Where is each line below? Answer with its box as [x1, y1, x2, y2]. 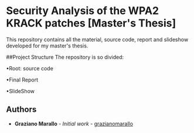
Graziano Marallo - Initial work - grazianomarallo [14, 120, 134, 127]
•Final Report [6, 76, 38, 83]
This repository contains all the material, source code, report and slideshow [6, 36, 189, 43]
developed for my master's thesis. [6, 42, 89, 49]
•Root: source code [6, 64, 54, 71]
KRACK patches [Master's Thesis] [6, 16, 176, 30]
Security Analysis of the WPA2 [6, 4, 159, 18]
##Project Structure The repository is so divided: [6, 53, 124, 60]
